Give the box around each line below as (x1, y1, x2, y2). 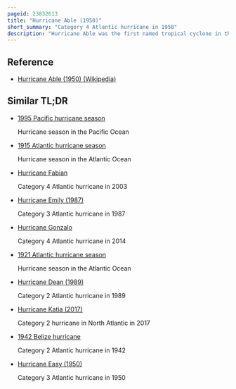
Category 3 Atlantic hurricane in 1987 (17, 209, 126, 218)
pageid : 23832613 (7, 10, 58, 18)
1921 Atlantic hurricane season (17, 250, 107, 259)
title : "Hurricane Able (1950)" (7, 17, 102, 24)
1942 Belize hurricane (17, 332, 81, 340)
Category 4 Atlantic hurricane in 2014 (17, 237, 126, 245)
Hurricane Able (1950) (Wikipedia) (17, 75, 117, 83)
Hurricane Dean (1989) (17, 278, 84, 286)
